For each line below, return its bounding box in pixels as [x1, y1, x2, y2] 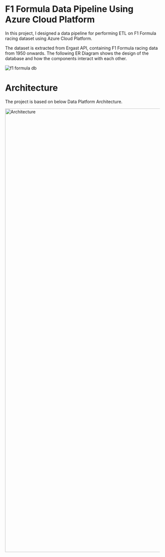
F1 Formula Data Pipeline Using [5, 3, 134, 15]
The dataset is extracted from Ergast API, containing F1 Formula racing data [5, 45, 158, 51]
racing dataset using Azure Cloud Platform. [5, 35, 92, 41]
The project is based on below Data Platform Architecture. [5, 99, 123, 104]
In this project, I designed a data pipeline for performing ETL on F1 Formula [5, 30, 156, 36]
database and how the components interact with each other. [5, 55, 127, 61]
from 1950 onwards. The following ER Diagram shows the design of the [5, 50, 149, 56]
